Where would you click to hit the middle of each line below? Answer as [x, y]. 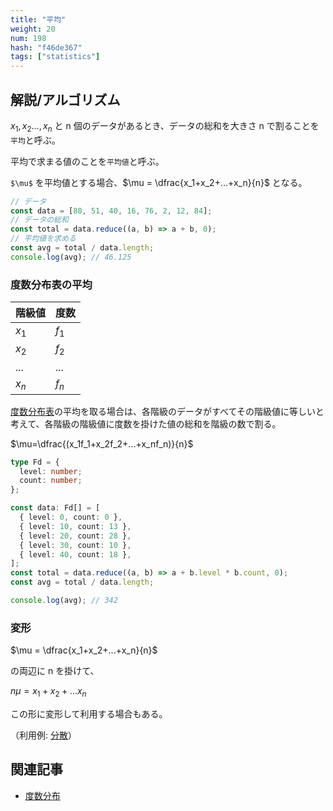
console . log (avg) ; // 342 [64, 601]
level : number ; [51, 471]
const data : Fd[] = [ [55, 508]
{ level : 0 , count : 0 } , [71, 517]
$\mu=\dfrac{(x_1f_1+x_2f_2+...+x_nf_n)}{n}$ [102, 443]
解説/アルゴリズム [65, 99]
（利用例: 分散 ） [43, 735]
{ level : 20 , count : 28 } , [75, 536]
